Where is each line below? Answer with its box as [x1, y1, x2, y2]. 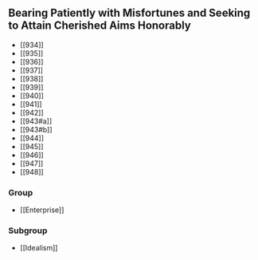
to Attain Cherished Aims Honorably [8, 19, 191, 33]
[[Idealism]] [19, 243, 58, 253]
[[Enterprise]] [19, 205, 64, 215]
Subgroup [8, 225, 48, 236]
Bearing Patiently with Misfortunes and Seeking [8, 6, 251, 20]
